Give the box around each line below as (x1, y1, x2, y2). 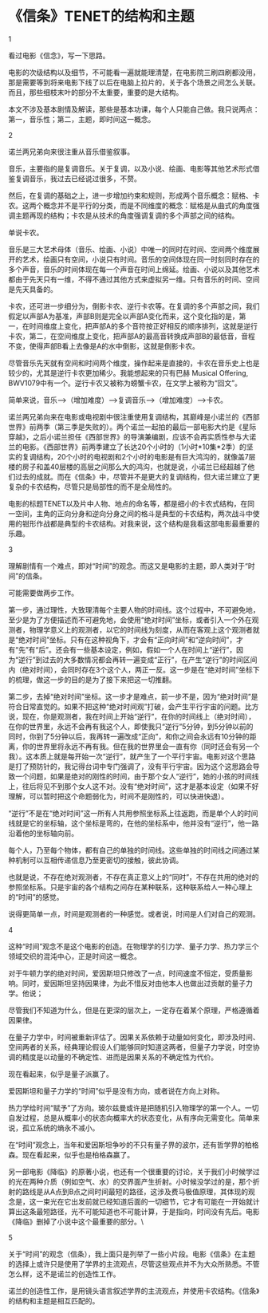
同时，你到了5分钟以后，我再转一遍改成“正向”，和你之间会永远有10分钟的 (8, 731, 250, 741)
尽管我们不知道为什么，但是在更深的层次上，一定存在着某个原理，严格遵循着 (8, 1005, 260, 1015)
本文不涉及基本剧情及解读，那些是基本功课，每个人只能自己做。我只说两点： (8, 104, 260, 114)
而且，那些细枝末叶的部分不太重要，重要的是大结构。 (8, 87, 183, 97)
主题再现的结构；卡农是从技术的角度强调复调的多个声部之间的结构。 (14, 211, 239, 220)
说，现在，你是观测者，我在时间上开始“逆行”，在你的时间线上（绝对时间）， (8, 712, 256, 721)
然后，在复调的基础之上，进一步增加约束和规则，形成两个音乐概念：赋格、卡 (8, 191, 260, 200)
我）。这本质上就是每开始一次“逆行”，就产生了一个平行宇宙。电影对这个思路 (8, 751, 256, 761)
